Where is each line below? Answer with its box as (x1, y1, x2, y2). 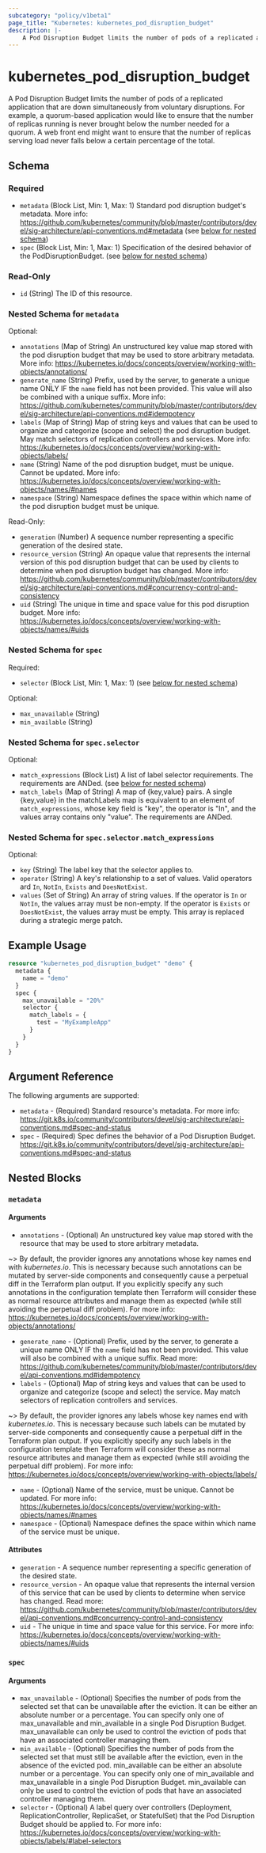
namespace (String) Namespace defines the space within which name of (19, 493, 252, 503)
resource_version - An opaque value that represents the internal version (19, 1580, 256, 1589)
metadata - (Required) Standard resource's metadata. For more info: (19, 1106, 240, 1116)
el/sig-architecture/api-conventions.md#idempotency (19, 409, 196, 419)
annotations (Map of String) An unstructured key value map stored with (19, 342, 253, 351)
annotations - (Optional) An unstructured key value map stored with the (19, 1230, 253, 1240)
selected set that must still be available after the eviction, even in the (19, 1752, 244, 1762)
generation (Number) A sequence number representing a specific (19, 532, 234, 542)
